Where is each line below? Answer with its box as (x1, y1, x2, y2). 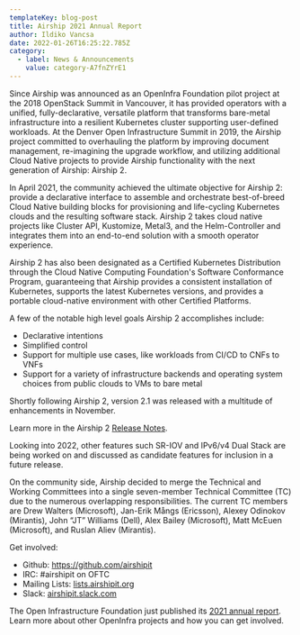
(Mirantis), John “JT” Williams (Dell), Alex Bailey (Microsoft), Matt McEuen (9, 514, 283, 525)
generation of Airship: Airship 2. (9, 164, 128, 176)
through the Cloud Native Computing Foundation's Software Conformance (9, 267, 285, 277)
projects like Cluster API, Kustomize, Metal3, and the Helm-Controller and (9, 220, 281, 231)
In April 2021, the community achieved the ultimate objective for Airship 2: (9, 182, 283, 193)
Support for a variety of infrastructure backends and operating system (22, 368, 283, 379)
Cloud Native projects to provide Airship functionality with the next (9, 155, 256, 166)
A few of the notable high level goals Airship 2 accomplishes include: (9, 313, 265, 323)
